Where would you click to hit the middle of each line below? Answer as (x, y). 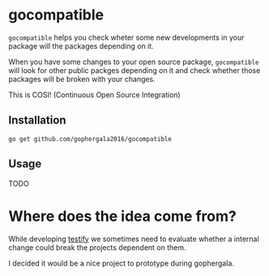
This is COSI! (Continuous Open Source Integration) (94, 94)
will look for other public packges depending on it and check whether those (134, 70)
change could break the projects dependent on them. (97, 247)
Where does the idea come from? (122, 216)
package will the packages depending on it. (81, 45)
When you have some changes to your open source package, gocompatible (134, 62)
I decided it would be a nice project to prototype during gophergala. (122, 263)
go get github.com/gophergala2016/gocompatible (90, 139)
